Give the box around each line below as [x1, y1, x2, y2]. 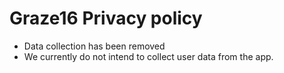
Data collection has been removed [23, 40, 166, 52]
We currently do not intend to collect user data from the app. [23, 50, 274, 62]
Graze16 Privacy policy [9, 7, 203, 30]
